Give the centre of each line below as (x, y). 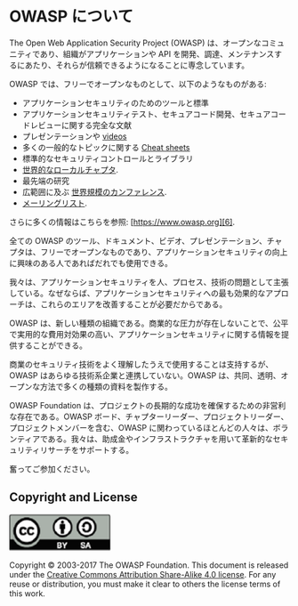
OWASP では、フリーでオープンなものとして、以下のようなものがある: (138, 84)
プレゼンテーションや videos (74, 136)
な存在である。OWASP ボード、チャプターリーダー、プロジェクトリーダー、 (149, 416)
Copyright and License (73, 497)
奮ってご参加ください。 (52, 469)
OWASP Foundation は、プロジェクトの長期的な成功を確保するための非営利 (148, 405)
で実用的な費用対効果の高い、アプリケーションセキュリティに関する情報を (145, 334)
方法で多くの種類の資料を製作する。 (106, 386)
